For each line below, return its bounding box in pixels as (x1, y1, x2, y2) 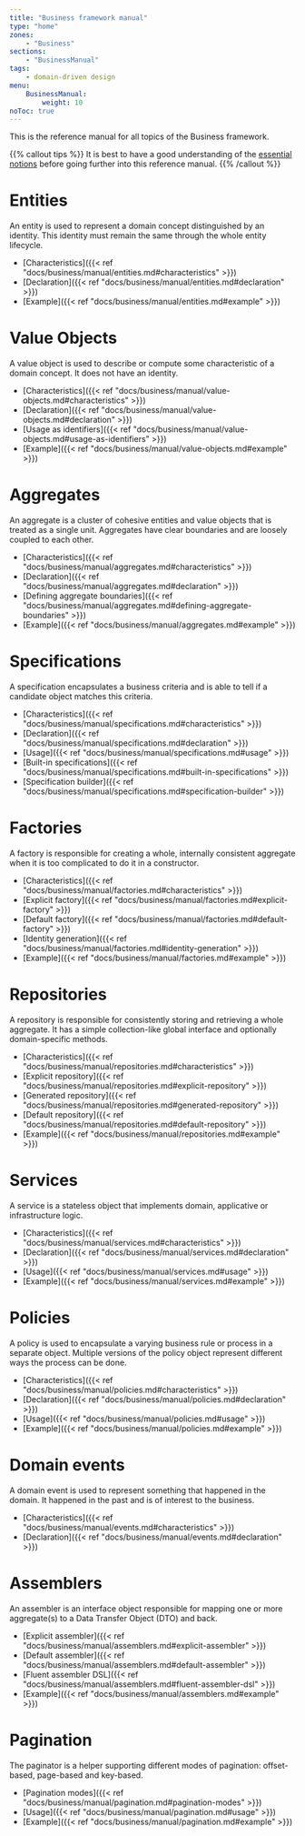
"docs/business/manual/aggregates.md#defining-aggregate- (22, 600, 252, 611)
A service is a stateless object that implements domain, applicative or (9, 1199, 269, 1210)
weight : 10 (42, 97, 84, 107)
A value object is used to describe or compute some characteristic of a (9, 358, 275, 369)
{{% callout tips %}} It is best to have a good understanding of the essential (9, 149, 292, 160)
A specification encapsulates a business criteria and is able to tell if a (9, 681, 268, 692)
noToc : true (9, 106, 54, 115)
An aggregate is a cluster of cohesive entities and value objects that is (9, 515, 272, 526)
